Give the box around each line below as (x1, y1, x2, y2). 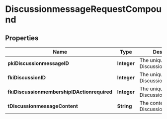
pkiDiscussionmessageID (7, 60, 69, 66)
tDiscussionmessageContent (7, 103, 78, 110)
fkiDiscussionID (7, 74, 46, 81)
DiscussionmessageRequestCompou (5, 3, 162, 15)
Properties (5, 34, 39, 42)
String (117, 103, 132, 110)
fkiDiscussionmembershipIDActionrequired (7, 88, 113, 95)
